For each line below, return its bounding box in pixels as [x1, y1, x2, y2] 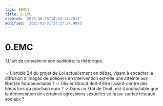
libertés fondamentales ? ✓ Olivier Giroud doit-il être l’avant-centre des [5, 81, 148, 86]
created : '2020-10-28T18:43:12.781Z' [5, 16, 82, 21]
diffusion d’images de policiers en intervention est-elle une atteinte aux [5, 75, 148, 81]
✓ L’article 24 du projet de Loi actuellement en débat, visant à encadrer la [5, 70, 153, 76]
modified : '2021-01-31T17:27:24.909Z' [5, 21, 84, 26]
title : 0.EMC [5, 12, 32, 17]
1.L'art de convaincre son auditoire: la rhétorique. [5, 58, 103, 64]
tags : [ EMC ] [5, 7, 29, 12]
